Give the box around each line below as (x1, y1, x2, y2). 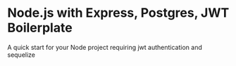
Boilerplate (7, 20, 73, 36)
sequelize (7, 51, 36, 59)
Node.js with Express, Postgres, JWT (7, 5, 230, 21)
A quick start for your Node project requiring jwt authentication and (7, 43, 202, 51)
